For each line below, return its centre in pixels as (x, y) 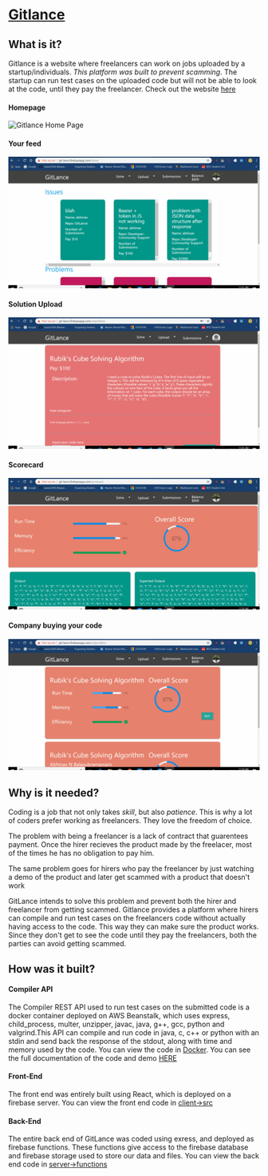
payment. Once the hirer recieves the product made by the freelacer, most (130, 845)
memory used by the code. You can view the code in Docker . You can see (130, 1050)
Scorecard (26, 464)
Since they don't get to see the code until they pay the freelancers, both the (133, 935)
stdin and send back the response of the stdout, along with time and (120, 1041)
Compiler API (31, 989)
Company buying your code (55, 625)
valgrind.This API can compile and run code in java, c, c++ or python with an (134, 1032)
